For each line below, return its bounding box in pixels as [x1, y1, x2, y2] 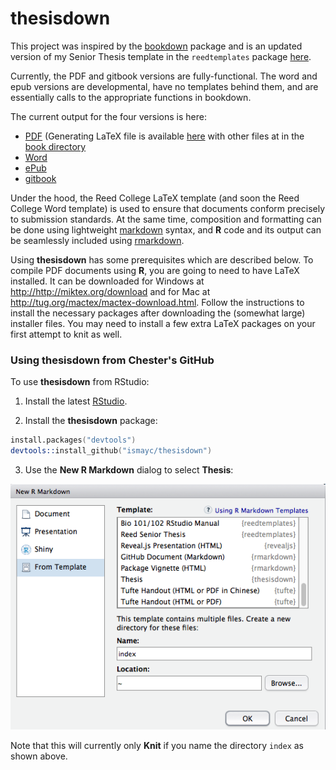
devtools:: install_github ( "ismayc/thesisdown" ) [10, 446, 213, 456]
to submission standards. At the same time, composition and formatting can [10, 213, 322, 225]
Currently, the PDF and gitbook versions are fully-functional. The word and [10, 70, 318, 82]
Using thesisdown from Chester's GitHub [10, 353, 215, 367]
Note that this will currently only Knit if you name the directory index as [10, 739, 305, 751]
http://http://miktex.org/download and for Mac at [10, 285, 211, 297]
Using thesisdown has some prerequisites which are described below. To [10, 253, 314, 266]
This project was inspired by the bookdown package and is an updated [10, 40, 303, 52]
